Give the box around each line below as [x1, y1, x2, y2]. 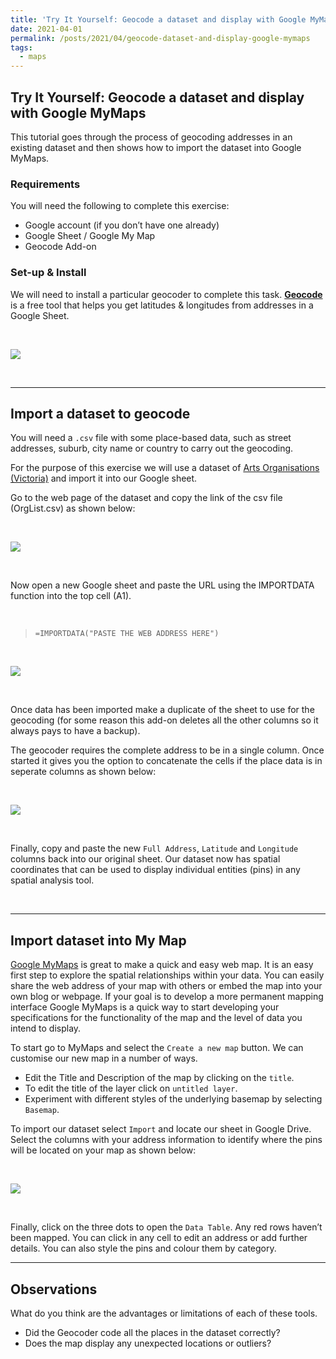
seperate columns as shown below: [10, 766, 157, 778]
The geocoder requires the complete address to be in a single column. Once [10, 744, 325, 756]
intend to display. [10, 1022, 82, 1035]
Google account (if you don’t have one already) [24, 219, 220, 231]
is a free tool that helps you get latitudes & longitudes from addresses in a [10, 299, 314, 311]
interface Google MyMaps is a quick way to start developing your [10, 1001, 280, 1013]
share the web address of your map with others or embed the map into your [10, 980, 323, 992]
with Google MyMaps [10, 104, 147, 121]
